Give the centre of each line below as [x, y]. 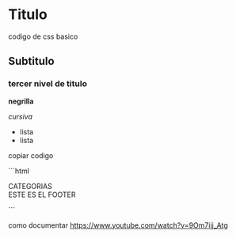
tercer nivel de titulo [48, 84]
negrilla [21, 101]
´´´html [19, 171]
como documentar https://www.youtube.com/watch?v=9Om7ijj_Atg [118, 225]
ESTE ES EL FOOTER [42, 195]
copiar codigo [31, 155]
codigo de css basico [43, 36]
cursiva [21, 116]
